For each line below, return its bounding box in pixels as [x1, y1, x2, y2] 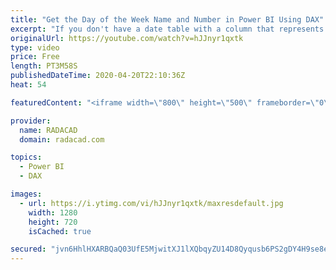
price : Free [10, 52, 60, 62]
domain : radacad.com [19, 134, 105, 145]
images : [10, 189, 43, 199]
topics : [10, 152, 43, 163]
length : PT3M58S [10, 61, 78, 71]
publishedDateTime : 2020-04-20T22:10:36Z [10, 71, 186, 81]
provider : [10, 116, 52, 126]
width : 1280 [28, 207, 78, 218]
